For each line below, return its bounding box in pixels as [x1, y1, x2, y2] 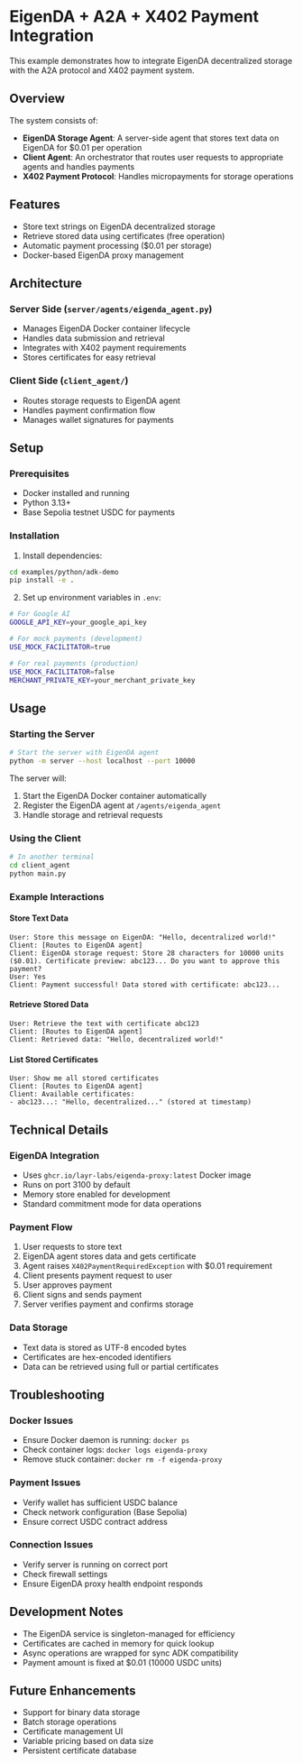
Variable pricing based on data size [22, 1736, 154, 1747]
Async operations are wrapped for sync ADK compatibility [22, 1648, 239, 1658]
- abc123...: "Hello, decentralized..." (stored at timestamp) [9, 1097, 252, 1106]
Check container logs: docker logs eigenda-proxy [22, 1445, 208, 1455]
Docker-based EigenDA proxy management [22, 250, 185, 261]
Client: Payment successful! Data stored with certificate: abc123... [9, 980, 280, 989]
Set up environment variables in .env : [22, 592, 161, 603]
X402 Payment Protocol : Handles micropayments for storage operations [22, 170, 294, 181]
